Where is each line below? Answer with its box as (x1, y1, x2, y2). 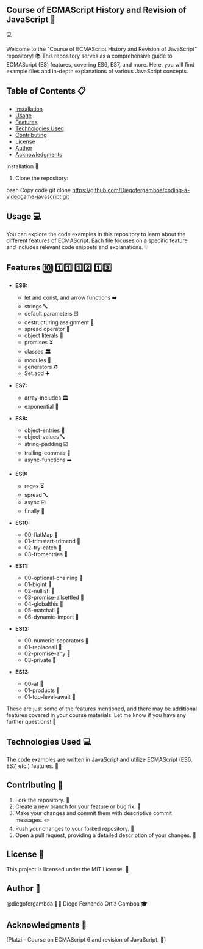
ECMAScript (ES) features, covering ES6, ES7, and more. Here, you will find (6, 61, 195, 68)
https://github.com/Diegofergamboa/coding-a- (72, 186, 190, 193)
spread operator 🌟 (24, 326, 70, 333)
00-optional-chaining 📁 (24, 575, 84, 582)
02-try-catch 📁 (24, 544, 62, 551)
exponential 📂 (24, 403, 59, 411)
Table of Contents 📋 (6, 86, 87, 97)
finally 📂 (24, 507, 45, 515)
